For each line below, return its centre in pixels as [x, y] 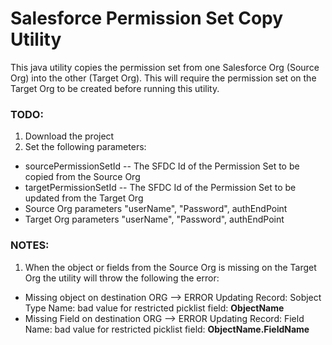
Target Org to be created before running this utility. [115, 88]
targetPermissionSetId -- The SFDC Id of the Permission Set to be [160, 188]
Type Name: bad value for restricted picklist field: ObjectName [154, 308]
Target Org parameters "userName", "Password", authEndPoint [154, 219]
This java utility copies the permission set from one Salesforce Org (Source [165, 67]
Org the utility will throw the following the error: [122, 278]
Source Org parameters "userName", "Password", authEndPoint [156, 209]
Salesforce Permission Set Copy [147, 18]
